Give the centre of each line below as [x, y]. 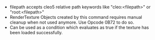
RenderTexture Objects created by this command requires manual [76, 17]
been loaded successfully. [36, 33]
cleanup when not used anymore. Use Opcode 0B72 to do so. [72, 22]
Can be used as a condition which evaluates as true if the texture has [79, 27]
